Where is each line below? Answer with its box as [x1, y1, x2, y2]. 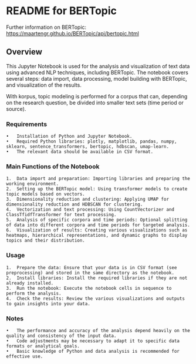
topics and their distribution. [6, 237, 85, 244]
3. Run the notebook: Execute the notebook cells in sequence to [6, 285, 172, 291]
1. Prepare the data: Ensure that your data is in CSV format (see [6, 264, 177, 270]
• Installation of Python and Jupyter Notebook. [6, 134, 133, 140]
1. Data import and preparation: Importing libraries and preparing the [6, 176, 191, 182]
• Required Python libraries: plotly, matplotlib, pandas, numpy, [6, 138, 177, 145]
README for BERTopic [6, 4, 117, 18]
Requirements [6, 120, 48, 128]
